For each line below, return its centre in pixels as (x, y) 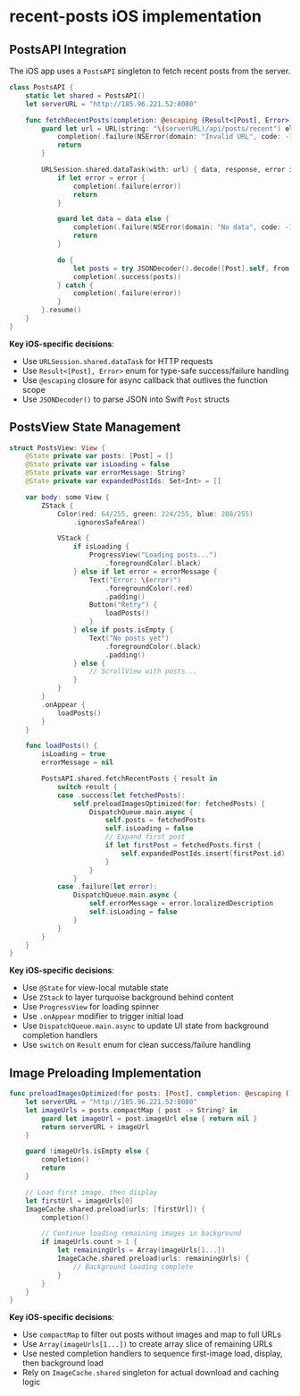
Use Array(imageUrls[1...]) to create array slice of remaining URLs (147, 1344)
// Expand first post (145, 837)
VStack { (73, 539)
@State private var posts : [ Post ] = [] (100, 456)
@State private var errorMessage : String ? (105, 473)
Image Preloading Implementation (105, 1073)
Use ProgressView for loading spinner (90, 1007)
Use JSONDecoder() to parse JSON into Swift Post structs (126, 399)
